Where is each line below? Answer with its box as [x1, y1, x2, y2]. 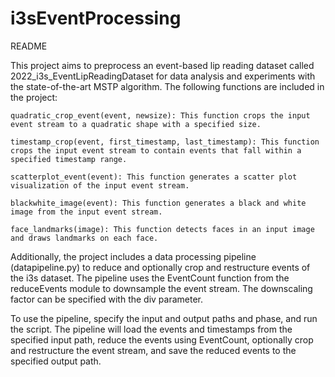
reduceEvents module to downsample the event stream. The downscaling [10, 282, 313, 294]
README [10, 40, 48, 52]
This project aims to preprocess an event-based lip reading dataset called [10, 59, 315, 71]
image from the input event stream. [10, 207, 163, 217]
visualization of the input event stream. [10, 180, 190, 191]
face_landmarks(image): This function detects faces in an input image [10, 224, 315, 234]
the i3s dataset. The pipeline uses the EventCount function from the [10, 272, 290, 284]
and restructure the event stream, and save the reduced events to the [10, 344, 297, 356]
